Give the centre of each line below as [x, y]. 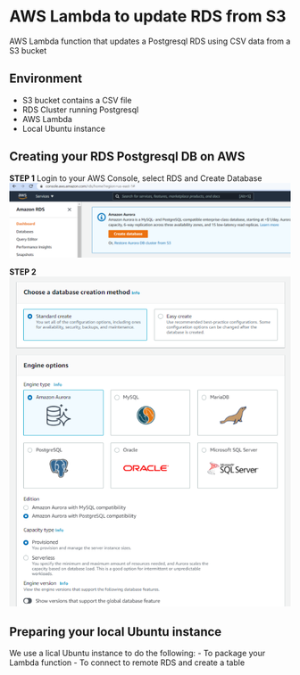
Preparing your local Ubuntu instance [116, 632]
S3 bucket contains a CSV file [77, 100]
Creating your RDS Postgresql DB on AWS [127, 156]
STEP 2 [23, 272]
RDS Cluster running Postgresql [80, 110]
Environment [46, 79]
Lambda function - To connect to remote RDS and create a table [127, 663]
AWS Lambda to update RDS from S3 [148, 16]
